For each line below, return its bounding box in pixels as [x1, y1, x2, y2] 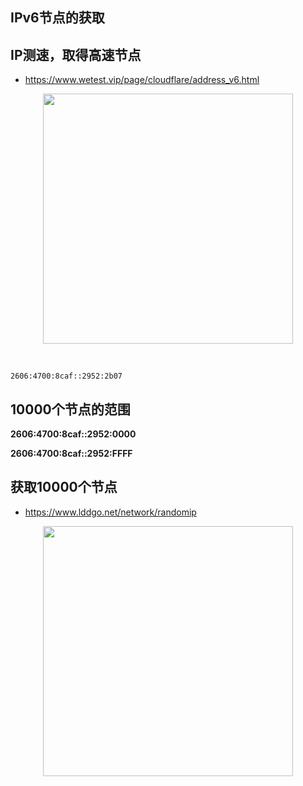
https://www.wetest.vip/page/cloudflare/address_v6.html [24, 74, 260, 86]
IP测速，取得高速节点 [10, 46, 142, 63]
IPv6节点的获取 [10, 9, 105, 27]
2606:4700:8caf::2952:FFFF [10, 448, 133, 460]
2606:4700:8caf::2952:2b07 [10, 371, 123, 382]
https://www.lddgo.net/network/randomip [24, 506, 197, 518]
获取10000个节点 [10, 479, 118, 496]
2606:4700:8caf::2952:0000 [10, 428, 137, 440]
